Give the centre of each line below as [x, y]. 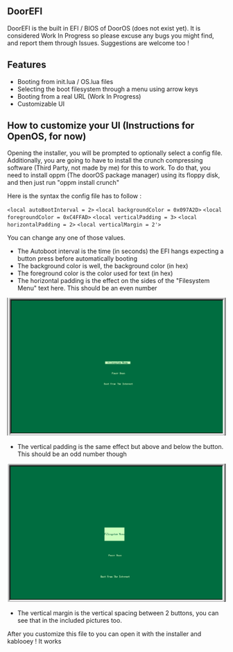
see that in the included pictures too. [70, 620]
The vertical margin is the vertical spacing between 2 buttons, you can [118, 613]
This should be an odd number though [72, 454]
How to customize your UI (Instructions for [101, 125]
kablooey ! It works [34, 641]
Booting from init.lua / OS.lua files [65, 81]
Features [27, 65]
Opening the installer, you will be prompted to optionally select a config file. [115, 153]
